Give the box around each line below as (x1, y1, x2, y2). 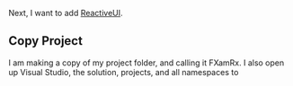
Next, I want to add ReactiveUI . (8, 8, 123, 18)
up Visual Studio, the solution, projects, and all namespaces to (8, 66, 239, 77)
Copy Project (8, 33, 83, 48)
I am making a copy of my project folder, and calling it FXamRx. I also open (8, 57, 285, 68)
